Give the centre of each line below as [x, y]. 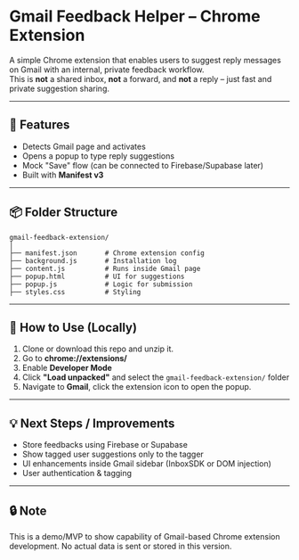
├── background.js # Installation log [93, 260]
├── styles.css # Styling [75, 292]
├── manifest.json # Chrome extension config [107, 253]
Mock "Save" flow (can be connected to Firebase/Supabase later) [143, 165]
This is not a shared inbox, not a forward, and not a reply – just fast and [141, 78]
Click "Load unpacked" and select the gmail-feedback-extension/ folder [156, 377]
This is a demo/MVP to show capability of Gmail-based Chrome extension [145, 536]
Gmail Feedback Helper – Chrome [135, 16]
